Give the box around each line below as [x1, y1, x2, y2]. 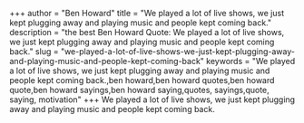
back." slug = [9, 46, 59, 57]
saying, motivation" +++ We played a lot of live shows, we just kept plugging [9, 94, 296, 105]
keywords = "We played [205, 56, 296, 66]
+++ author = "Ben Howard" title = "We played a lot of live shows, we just [9, 8, 285, 18]
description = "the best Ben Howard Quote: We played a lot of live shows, [9, 27, 285, 37]
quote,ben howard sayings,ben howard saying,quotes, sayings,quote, [9, 85, 270, 95]
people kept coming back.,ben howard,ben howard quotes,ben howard [9, 75, 275, 85]
